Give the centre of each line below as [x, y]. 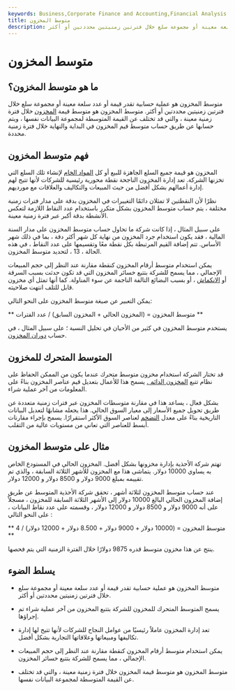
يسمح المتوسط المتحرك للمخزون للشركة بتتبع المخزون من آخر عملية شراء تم [119, 608]
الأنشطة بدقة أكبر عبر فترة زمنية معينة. [58, 216]
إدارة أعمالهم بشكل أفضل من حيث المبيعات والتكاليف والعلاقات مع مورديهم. [106, 187]
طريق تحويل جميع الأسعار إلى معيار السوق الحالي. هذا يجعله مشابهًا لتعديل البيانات [114, 410]
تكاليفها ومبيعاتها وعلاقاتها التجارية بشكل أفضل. [78, 637]
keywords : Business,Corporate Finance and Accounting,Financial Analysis [117, 14]
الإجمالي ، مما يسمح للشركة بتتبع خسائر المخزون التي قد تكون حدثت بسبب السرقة [115, 273]
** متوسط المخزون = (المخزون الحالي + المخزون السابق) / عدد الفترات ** [106, 315]
